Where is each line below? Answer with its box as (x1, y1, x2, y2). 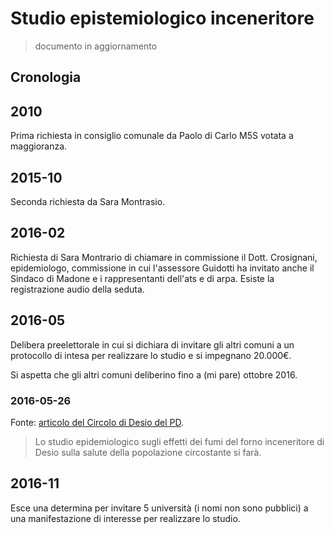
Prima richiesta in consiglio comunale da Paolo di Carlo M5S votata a (10, 130, 294, 142)
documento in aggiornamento (34, 40, 158, 52)
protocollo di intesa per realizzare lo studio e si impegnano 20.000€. (10, 349, 292, 361)
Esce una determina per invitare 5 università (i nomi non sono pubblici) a (10, 502, 309, 514)
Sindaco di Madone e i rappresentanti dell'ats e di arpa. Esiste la (10, 272, 275, 284)
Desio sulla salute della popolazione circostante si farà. (34, 446, 262, 458)
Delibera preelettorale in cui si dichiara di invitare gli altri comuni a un (10, 338, 295, 351)
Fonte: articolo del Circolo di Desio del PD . (10, 416, 185, 428)
